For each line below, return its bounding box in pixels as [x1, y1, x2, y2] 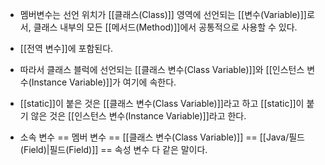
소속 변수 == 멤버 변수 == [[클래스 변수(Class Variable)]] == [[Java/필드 [19, 131, 306, 143]
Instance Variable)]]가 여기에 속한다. [31, 76, 177, 88]
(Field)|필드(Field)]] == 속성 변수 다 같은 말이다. [19, 144, 208, 155]
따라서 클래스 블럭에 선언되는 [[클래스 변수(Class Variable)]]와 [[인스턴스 [19, 64, 305, 75]
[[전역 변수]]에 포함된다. [19, 43, 114, 54]
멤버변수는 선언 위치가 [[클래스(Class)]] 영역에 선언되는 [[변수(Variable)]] [19, 9, 307, 20]
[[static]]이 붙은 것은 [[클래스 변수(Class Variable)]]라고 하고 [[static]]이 [19, 98, 305, 109]
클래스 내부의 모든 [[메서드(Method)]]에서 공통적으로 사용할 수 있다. [33, 21, 298, 33]
